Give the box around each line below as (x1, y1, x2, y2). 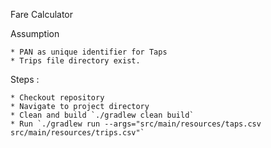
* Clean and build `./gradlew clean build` (10, 110, 195, 120)
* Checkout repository (10, 93, 105, 103)
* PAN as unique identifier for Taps (10, 47, 168, 57)
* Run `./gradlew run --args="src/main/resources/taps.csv (10, 119, 262, 129)
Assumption (10, 28, 60, 39)
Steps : (10, 74, 40, 85)
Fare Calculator (10, 9, 74, 20)
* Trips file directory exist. (10, 56, 141, 66)
